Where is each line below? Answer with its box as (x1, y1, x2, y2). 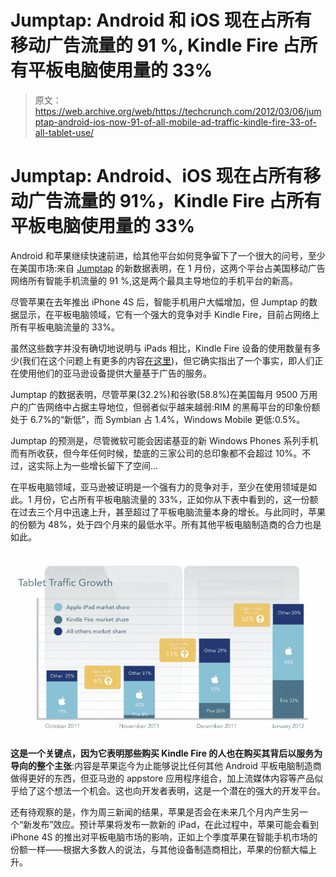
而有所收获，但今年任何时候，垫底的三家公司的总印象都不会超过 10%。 (10, 447, 303, 459)
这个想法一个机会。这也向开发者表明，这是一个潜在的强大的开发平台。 (36, 785, 326, 797)
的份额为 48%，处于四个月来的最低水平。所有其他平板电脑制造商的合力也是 (10, 518, 322, 530)
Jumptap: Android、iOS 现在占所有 (10, 165, 304, 188)
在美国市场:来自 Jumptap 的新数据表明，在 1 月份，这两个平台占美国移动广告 (10, 262, 326, 274)
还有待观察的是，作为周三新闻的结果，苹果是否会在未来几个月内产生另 (10, 806, 300, 818)
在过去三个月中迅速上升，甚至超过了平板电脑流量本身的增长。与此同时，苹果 (10, 506, 326, 518)
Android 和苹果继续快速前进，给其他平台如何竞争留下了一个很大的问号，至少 (10, 249, 326, 261)
